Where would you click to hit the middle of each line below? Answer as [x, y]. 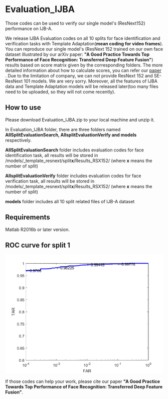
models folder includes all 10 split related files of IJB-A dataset [70, 201]
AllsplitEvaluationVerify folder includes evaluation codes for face [73, 176]
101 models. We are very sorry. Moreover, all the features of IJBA [91, 81]
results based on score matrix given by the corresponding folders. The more [84, 65]
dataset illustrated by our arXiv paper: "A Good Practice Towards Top [77, 54]
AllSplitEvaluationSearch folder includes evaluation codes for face [74, 150]
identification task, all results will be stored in [52, 155]
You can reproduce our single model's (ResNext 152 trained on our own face [84, 49]
